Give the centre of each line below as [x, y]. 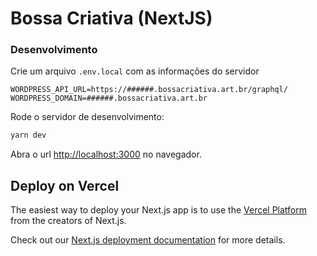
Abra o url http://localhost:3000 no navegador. [106, 154]
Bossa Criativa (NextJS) [111, 18]
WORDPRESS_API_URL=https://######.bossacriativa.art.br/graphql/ [149, 90]
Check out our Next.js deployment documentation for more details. [148, 240]
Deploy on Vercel [65, 185]
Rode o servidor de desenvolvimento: [87, 117]
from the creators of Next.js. [68, 221]
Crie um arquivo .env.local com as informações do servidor [135, 71]
